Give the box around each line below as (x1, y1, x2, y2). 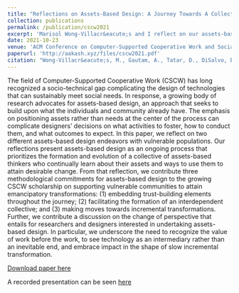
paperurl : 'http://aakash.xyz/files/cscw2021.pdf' (7, 50, 161, 58)
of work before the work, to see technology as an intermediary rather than (7, 235, 225, 243)
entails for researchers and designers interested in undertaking (7, 220, 192, 228)
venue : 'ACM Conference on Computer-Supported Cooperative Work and (7, 43, 215, 50)
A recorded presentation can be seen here (7, 277, 132, 286)
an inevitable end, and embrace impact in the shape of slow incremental (7, 243, 219, 251)
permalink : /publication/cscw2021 (7, 23, 110, 31)
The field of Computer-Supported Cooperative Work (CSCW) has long (7, 76, 213, 85)
